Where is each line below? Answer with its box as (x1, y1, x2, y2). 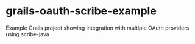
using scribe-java (5, 30, 49, 37)
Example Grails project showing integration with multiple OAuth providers (5, 24, 190, 31)
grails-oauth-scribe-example (5, 4, 157, 18)
